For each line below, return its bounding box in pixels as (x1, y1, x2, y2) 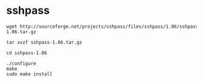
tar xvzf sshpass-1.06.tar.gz (6, 39, 83, 45)
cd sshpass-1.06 (6, 49, 47, 56)
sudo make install (6, 71, 53, 77)
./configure (6, 60, 36, 66)
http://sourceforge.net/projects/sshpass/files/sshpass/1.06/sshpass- (19, 24, 201, 30)
